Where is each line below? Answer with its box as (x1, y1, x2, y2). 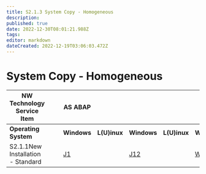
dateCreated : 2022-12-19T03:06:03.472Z (6, 43, 109, 49)
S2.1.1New (9, 142, 42, 150)
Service (15, 106, 39, 115)
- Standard (9, 157, 42, 165)
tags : (6, 32, 20, 38)
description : (6, 15, 40, 21)
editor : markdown (6, 37, 51, 43)
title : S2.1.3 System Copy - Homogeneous (6, 9, 114, 15)
